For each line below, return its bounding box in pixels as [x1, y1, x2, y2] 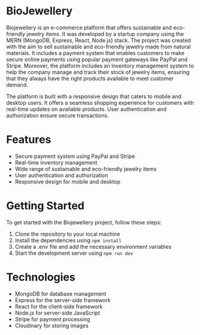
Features [6, 133, 51, 147]
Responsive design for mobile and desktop [14, 178, 121, 185]
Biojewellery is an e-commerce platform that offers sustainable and [6, 24, 172, 31]
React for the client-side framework [14, 303, 103, 310]
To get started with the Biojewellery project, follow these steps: [6, 218, 162, 226]
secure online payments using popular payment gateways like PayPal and [6, 56, 187, 63]
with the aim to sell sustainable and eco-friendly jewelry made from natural [6, 43, 191, 50]
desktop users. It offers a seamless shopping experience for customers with [6, 99, 195, 106]
